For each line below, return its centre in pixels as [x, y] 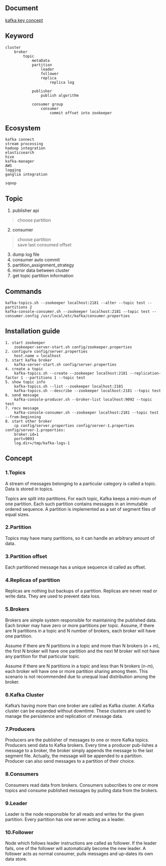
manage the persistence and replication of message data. [64, 716]
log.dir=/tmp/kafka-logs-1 [42, 443]
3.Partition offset [26, 556]
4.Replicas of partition [33, 580]
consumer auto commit [36, 260]
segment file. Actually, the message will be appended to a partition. [74, 756]
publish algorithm [60, 95]
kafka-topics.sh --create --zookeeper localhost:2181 [71, 373]
